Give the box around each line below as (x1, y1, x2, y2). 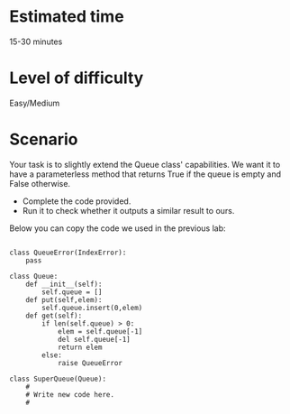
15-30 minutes (9, 36, 63, 47)
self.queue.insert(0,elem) (41, 303, 143, 312)
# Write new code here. (25, 390, 115, 399)
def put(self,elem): (25, 295, 103, 304)
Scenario (9, 129, 78, 150)
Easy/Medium (9, 97, 60, 108)
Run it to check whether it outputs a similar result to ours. (22, 205, 235, 216)
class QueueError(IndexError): (9, 248, 127, 257)
